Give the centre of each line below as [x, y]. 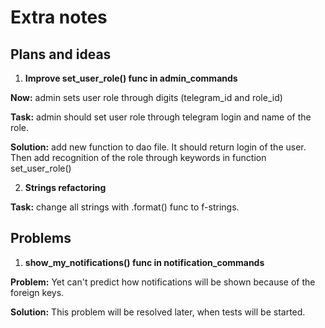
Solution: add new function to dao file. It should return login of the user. [158, 147]
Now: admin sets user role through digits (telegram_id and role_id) [146, 97]
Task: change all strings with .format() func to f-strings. [125, 207]
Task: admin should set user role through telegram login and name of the [161, 117]
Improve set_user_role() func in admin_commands [131, 78]
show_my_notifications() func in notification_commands [144, 262]
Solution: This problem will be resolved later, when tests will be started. [158, 312]
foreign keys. [37, 292]
